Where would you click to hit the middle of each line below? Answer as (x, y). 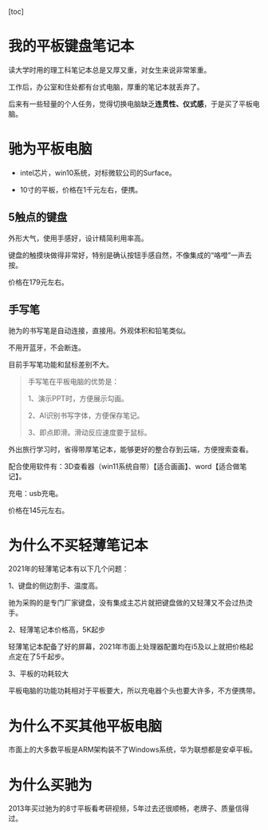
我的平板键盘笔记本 (71, 46)
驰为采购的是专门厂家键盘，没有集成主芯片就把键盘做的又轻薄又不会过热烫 (130, 603)
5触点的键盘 (38, 218)
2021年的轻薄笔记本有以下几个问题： (69, 569)
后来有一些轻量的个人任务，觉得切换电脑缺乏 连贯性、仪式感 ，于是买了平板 (130, 104)
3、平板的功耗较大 (39, 673)
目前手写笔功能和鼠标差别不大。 (61, 364)
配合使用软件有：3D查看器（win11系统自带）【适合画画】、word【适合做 (124, 466)
